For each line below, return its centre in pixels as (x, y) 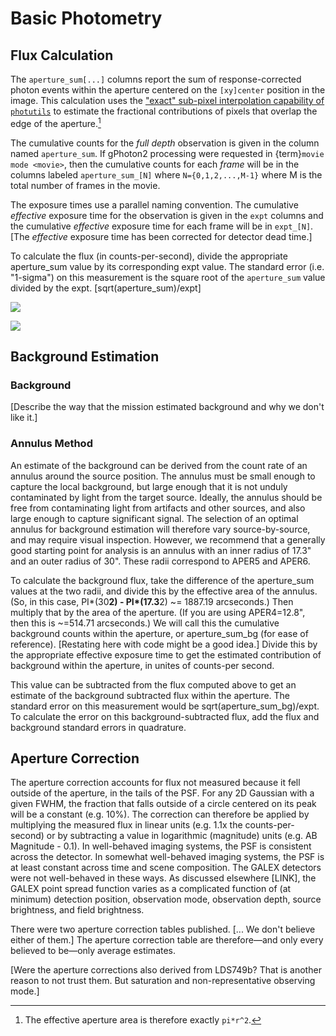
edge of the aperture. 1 (56, 122)
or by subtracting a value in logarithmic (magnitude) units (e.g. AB (182, 836)
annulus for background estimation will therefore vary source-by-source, (160, 529)
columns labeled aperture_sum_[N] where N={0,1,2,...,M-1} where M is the (166, 174)
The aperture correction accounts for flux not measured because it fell (155, 783)
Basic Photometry (86, 18)
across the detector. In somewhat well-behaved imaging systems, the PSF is (167, 857)
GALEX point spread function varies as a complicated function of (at (151, 889)
